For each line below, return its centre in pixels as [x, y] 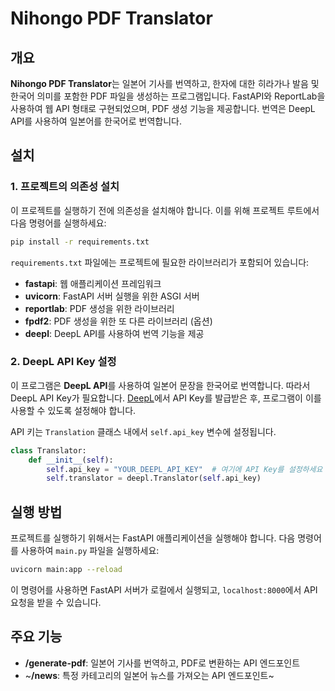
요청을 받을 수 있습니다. [56, 603]
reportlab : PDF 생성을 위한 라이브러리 [99, 308]
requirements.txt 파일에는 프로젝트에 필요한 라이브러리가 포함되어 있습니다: [160, 262]
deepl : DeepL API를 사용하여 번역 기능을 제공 [114, 333]
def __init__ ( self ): [71, 460]
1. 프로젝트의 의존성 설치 [65, 187]
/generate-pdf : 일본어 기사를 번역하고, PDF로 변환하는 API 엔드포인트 [162, 663]
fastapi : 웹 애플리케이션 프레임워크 [93, 283]
